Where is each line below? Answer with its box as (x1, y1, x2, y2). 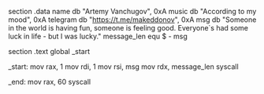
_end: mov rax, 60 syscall (8, 78, 91, 86)
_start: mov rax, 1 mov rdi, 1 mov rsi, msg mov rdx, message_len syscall (8, 62, 239, 71)
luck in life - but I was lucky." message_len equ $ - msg (8, 31, 188, 41)
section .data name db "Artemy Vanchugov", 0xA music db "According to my (8, 7, 257, 16)
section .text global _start (8, 47, 91, 56)
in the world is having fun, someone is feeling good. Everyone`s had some (8, 23, 249, 32)
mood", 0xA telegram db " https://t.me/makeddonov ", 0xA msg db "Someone (8, 15, 257, 24)
